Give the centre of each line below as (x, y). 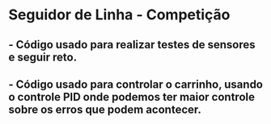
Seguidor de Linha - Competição (119, 15)
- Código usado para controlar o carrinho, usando (135, 84)
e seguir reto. (43, 57)
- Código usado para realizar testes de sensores (132, 45)
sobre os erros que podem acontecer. (105, 109)
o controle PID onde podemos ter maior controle (131, 97)
